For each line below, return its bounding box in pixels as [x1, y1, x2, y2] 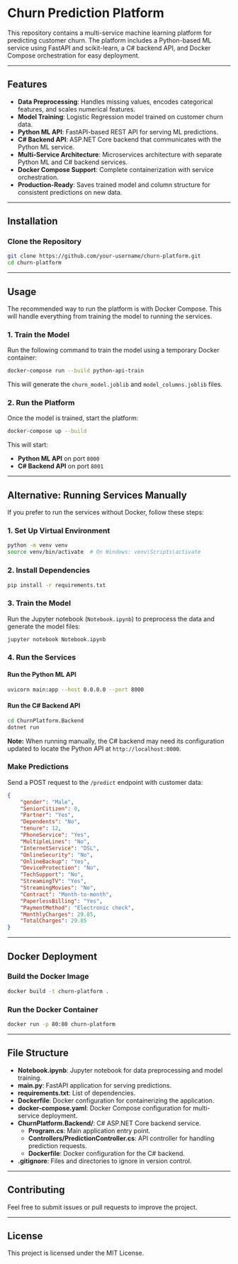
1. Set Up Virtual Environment [7, 526, 110, 536]
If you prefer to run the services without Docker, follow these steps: [7, 508, 204, 517]
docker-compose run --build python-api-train [7, 368, 144, 375]
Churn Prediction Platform [7, 5, 164, 21]
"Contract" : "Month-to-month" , [20, 891, 113, 898]
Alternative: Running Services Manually [7, 489, 188, 501]
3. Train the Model [7, 599, 72, 609]
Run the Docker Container [7, 1005, 98, 1014]
